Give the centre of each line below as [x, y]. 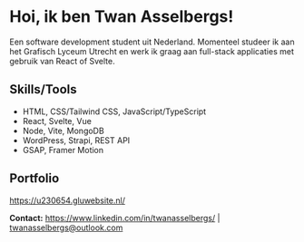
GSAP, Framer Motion [63, 150]
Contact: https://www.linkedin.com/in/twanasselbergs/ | [115, 218]
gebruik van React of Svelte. [62, 61]
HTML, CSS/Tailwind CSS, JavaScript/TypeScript [114, 111]
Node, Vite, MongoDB [63, 131]
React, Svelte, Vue [57, 121]
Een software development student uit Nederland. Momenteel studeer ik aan [152, 42]
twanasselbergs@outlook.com [66, 227]
